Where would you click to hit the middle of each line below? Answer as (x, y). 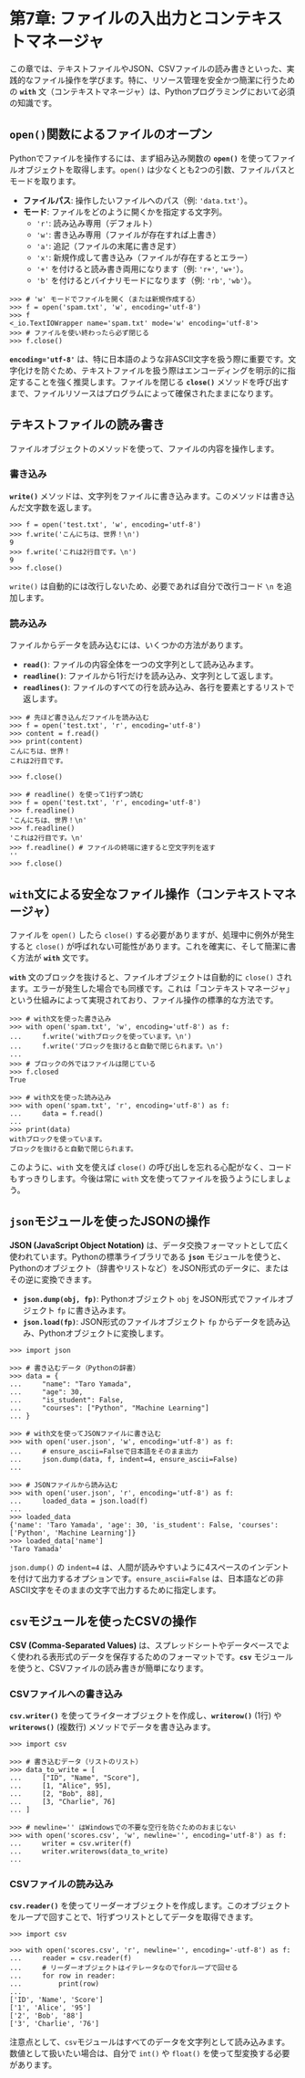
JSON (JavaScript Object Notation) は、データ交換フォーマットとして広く (150, 1245)
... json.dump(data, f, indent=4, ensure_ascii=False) (124, 1459)
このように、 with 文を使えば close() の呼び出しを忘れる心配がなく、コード (151, 1167)
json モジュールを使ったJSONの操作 (110, 1221)
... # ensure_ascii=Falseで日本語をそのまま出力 (104, 1451)
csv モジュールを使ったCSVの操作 (103, 1621)
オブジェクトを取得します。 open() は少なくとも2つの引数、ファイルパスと (156, 169)
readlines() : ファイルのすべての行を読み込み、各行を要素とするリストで (158, 687)
